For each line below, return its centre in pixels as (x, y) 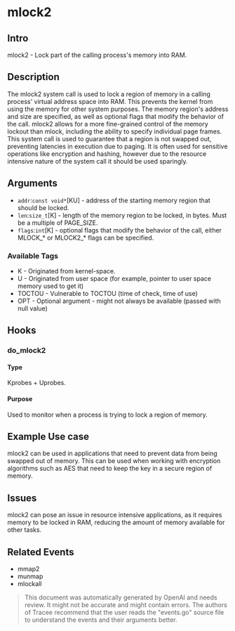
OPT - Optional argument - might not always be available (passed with (119, 301)
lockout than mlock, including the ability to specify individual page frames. (115, 131)
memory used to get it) (51, 286)
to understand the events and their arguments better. (101, 620)
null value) (32, 308)
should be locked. (43, 207)
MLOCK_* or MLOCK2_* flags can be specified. (86, 238)
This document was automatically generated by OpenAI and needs (121, 597)
